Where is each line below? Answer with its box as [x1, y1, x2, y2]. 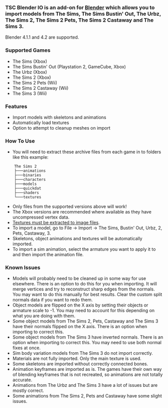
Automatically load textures [12, 120, 69, 126]
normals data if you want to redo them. [12, 297, 93, 303]
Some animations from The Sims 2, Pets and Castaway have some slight [12, 393, 162, 399]
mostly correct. [12, 387, 44, 393]
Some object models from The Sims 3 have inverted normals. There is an [12, 334, 163, 340]
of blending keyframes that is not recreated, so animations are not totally [12, 371, 163, 378]
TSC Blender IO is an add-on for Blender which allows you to [5, 4, 155, 11]
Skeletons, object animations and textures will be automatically [12, 236, 143, 242]
